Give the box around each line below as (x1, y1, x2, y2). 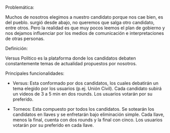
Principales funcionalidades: (5, 70, 64, 76)
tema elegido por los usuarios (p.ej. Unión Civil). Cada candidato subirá (12, 85, 162, 92)
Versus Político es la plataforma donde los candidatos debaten (5, 55, 136, 61)
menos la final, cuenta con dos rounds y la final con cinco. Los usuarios (12, 117, 163, 123)
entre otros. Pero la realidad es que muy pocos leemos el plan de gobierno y (5, 25, 165, 31)
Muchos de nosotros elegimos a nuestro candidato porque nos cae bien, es (5, 14, 163, 20)
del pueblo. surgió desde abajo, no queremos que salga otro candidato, (5, 20, 155, 25)
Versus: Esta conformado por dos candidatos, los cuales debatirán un (12, 80, 159, 86)
